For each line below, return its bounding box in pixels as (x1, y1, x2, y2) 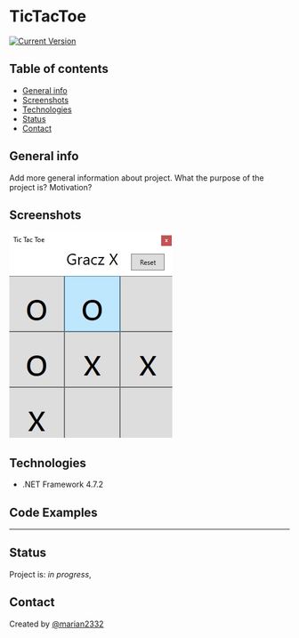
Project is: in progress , (9, 569, 92, 579)
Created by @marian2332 (9, 618, 104, 629)
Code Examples (9, 505, 98, 520)
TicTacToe (9, 6, 87, 27)
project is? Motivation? (9, 182, 93, 192)
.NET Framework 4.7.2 (21, 479, 104, 490)
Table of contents (9, 61, 109, 77)
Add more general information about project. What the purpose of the (9, 172, 264, 183)
